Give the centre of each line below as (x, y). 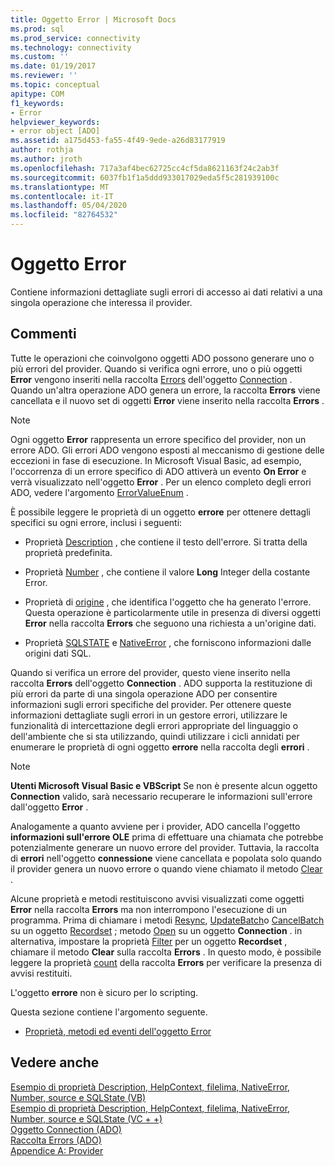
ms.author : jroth (46, 159)
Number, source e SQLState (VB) (78, 1097)
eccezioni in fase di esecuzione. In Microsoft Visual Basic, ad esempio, (156, 460)
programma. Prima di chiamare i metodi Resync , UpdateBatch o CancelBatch (167, 920)
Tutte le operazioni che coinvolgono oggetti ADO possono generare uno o (162, 358)
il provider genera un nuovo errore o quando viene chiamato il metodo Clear (166, 868)
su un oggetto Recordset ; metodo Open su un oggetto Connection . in (156, 930)
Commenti (43, 334)
